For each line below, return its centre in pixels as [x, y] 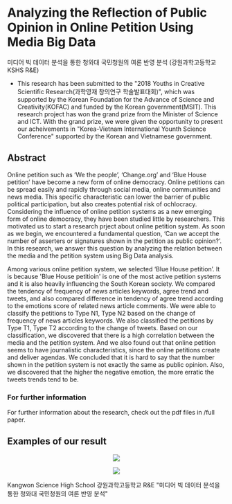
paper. [16, 420]
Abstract [27, 158]
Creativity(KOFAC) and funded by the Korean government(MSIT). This [117, 107]
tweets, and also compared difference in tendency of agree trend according [115, 298]
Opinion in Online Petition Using [100, 27]
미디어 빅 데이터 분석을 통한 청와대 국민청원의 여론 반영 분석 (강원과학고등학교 [112, 62]
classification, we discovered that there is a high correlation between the [111, 335]
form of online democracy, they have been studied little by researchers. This [116, 219]
